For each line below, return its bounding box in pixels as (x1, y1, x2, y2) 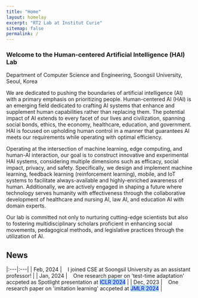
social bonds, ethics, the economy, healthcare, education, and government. (6, 121, 192, 128)
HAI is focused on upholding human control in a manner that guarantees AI (6, 128, 190, 135)
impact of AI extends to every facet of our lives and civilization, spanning (6, 114, 185, 122)
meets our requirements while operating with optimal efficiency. (6, 134, 163, 141)
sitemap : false (6, 25, 44, 32)
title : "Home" (6, 8, 42, 15)
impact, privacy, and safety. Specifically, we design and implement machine (6, 164, 193, 172)
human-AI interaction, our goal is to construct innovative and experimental (6, 151, 189, 159)
